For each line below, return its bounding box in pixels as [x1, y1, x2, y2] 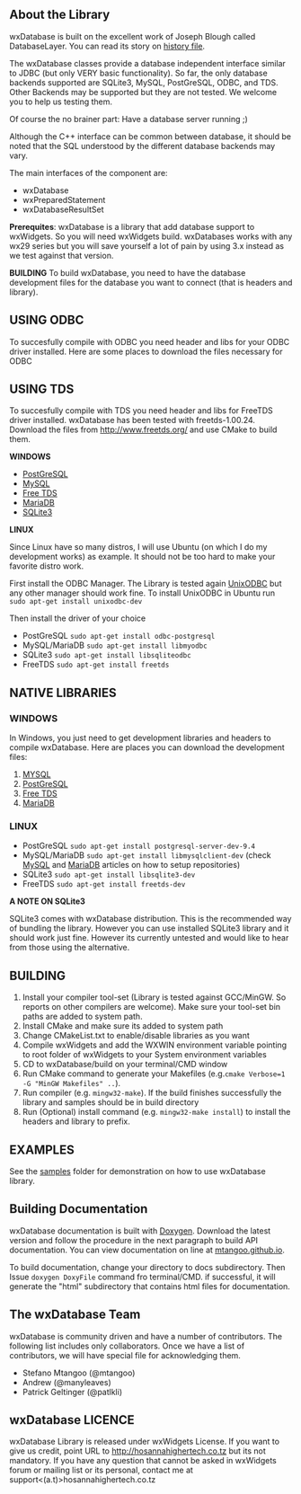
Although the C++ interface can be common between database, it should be [9, 130, 292, 142]
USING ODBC [9, 313, 84, 328]
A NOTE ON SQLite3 [9, 896, 85, 906]
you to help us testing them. [9, 96, 113, 107]
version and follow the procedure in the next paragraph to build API [9, 1234, 259, 1245]
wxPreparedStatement [22, 194, 106, 205]
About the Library [9, 7, 111, 22]
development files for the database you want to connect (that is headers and [9, 277, 293, 287]
